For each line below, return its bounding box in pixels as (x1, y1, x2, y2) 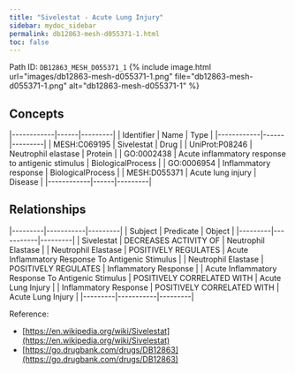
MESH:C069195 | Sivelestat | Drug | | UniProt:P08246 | (52, 139, 253, 150)
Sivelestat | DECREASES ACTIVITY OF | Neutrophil (81, 235, 265, 246)
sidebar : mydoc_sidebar (9, 21, 97, 30)
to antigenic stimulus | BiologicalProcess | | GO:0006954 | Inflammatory (9, 158, 271, 169)
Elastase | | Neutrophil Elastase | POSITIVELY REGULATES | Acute (9, 244, 249, 255)
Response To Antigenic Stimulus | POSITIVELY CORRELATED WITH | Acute (9, 272, 282, 283)
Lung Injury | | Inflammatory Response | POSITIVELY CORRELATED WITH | (9, 282, 280, 293)
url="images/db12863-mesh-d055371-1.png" (9, 72, 173, 82)
